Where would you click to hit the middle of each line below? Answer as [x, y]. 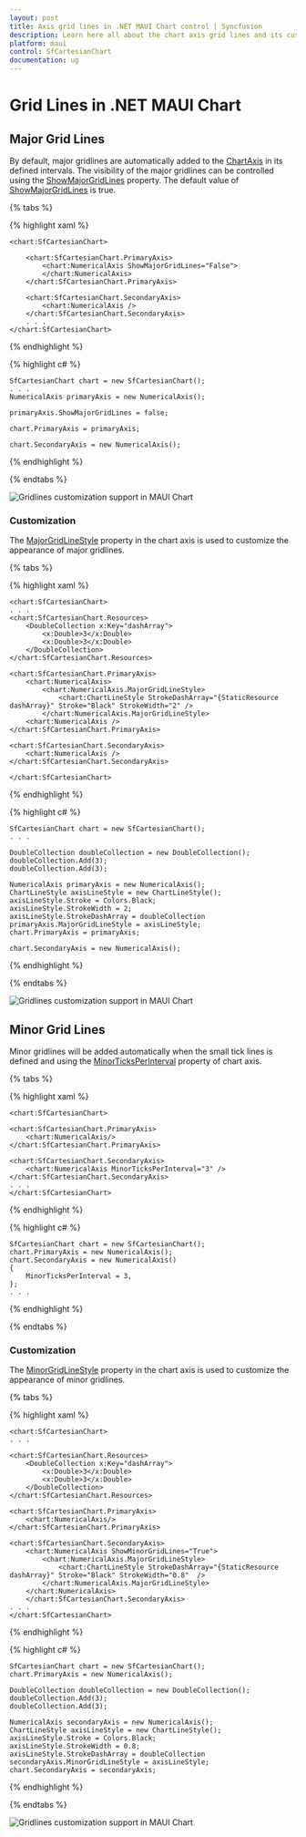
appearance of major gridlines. [67, 550]
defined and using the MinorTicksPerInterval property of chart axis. [136, 1061]
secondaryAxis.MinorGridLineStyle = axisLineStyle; [109, 1762]
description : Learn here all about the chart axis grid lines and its [146, 35]
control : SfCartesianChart [61, 52]
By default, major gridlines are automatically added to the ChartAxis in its [146, 161]
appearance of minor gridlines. [67, 1380]
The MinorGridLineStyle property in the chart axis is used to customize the [149, 1370]
